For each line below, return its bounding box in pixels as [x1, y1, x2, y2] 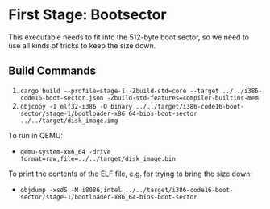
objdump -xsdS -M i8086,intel [19, 186, 123, 194]
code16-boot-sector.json [19, 94, 104, 102]
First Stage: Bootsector [8, 6, 167, 24]
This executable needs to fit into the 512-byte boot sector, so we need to [8, 32, 250, 42]
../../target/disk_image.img [19, 117, 118, 125]
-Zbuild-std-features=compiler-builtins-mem [106, 94, 260, 102]
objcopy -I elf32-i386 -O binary [19, 102, 133, 110]
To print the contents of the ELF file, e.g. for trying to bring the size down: [8, 169, 252, 178]
